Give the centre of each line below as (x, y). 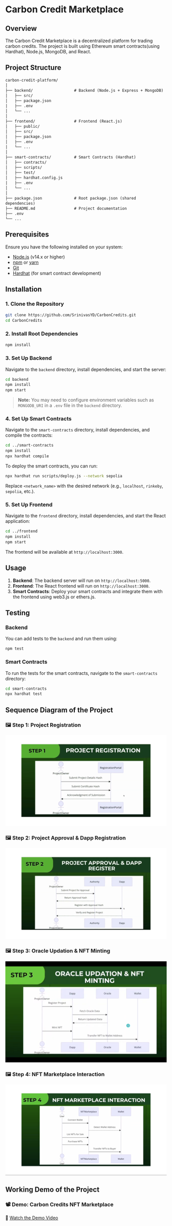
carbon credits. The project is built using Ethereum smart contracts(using (82, 46)
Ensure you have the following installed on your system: (64, 247)
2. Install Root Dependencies (42, 334)
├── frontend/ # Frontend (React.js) (64, 121)
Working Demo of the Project (52, 1190)
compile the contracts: (29, 435)
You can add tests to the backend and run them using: (61, 639)
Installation (24, 289)
